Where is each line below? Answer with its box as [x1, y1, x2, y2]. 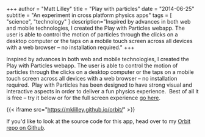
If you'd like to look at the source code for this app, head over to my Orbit [6, 118, 191, 125]
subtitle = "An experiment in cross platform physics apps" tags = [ [6, 12, 172, 19]
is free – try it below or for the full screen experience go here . [6, 94, 160, 101]
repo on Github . [6, 124, 46, 131]
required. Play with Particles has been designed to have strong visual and [6, 81, 192, 89]
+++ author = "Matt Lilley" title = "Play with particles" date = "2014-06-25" [6, 5, 195, 12]
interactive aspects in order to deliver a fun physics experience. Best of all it [6, 88, 199, 95]
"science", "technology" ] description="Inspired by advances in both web [6, 18, 191, 25]
